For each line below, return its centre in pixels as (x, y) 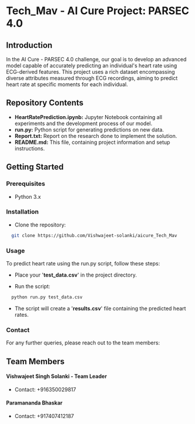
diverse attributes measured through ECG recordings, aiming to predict (92, 78)
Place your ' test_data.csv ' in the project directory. (75, 275)
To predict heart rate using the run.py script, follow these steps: (83, 263)
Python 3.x (28, 196)
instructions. (30, 148)
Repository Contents (45, 103)
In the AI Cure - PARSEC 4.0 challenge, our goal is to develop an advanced (96, 59)
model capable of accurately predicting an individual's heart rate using (92, 65)
